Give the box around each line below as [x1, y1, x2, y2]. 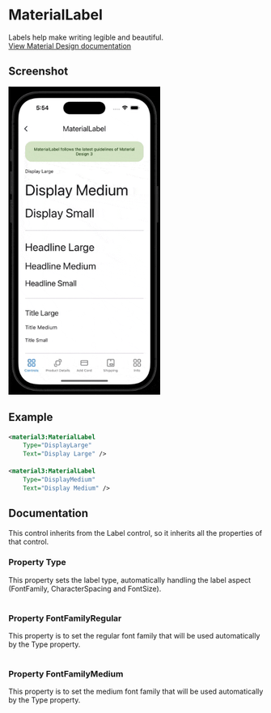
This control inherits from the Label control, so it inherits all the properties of [8, 528, 263, 537]
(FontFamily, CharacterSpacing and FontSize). [8, 584, 162, 593]
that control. [8, 537, 49, 546]
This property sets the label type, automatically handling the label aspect [8, 575, 252, 584]
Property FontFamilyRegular [8, 613, 122, 624]
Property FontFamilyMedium [8, 668, 124, 680]
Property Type [8, 557, 66, 568]
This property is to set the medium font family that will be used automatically [8, 686, 264, 697]
